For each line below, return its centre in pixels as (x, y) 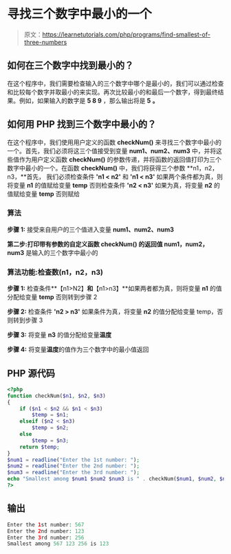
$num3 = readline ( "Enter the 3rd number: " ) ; (73, 473)
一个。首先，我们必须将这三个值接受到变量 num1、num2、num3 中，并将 (112, 151)
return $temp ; (40, 447)
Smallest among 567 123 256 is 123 (58, 544)
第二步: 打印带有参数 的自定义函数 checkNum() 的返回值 (85, 244)
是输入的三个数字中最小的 (62, 252)
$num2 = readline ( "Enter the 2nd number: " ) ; (73, 466)
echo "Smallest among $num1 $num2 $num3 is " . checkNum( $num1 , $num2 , (112, 479)
